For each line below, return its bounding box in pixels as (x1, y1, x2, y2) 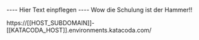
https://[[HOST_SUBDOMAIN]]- (6, 19, 95, 26)
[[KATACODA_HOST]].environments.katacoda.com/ (6, 26, 152, 34)
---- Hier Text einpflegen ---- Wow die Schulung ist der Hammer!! (6, 6, 193, 14)
